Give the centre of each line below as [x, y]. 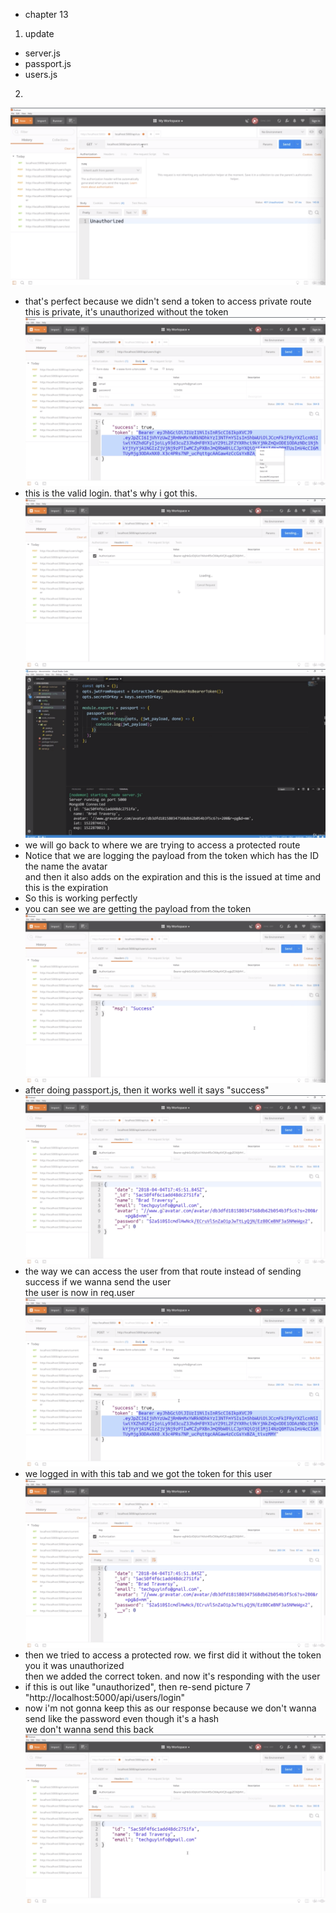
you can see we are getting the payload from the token [138, 908]
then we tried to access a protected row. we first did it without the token [173, 1655]
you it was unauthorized [74, 1666]
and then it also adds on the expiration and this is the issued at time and [173, 876]
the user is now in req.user [79, 1293]
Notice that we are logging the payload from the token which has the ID [172, 855]
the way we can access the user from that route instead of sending [163, 1271]
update [39, 33]
